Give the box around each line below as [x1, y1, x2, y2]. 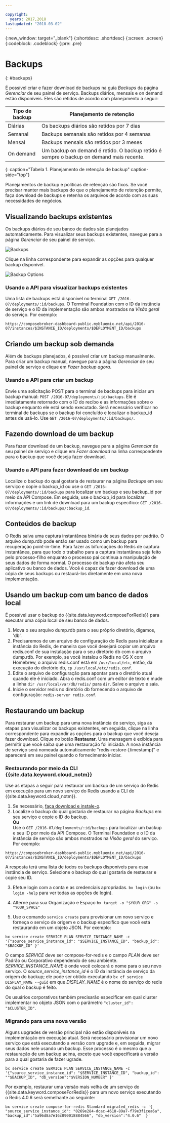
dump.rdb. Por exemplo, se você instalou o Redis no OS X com [12, 654, 144, 660]
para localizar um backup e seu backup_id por [65, 489, 162, 495]
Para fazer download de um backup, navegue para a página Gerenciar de [5, 443, 158, 449]
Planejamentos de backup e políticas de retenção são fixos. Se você [5, 182, 148, 188]
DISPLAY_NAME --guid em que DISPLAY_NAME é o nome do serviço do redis [5, 979, 162, 985]
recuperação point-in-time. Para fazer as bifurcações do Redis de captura [5, 544, 160, 550]
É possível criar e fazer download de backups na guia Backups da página [5, 85, 158, 91]
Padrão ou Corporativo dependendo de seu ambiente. [5, 957, 118, 964]
